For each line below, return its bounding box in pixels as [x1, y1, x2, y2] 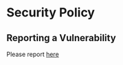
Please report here [6, 50, 59, 58]
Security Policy [6, 5, 96, 21]
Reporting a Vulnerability [6, 32, 116, 44]
